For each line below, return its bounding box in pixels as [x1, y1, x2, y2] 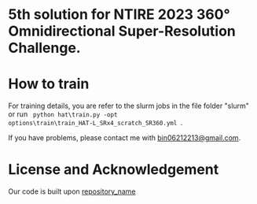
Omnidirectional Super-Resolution [8, 22, 236, 40]
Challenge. [8, 39, 81, 57]
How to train [8, 75, 90, 93]
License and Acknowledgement [8, 161, 219, 179]
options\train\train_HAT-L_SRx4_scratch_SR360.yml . [8, 118, 183, 128]
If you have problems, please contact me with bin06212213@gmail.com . [8, 133, 241, 143]
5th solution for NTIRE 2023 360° [8, 6, 230, 24]
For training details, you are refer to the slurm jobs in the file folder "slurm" [8, 101, 249, 111]
